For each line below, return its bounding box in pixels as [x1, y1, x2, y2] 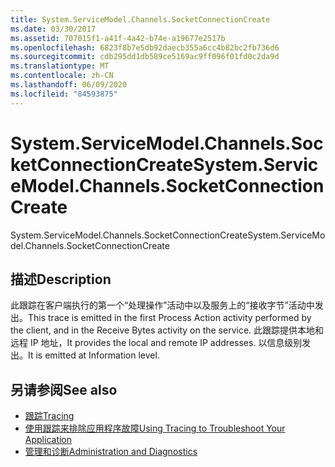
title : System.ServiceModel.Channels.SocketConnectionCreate [10, 14, 271, 25]
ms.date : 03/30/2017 [10, 24, 97, 34]
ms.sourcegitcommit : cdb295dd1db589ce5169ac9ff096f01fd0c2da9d [10, 52, 280, 62]
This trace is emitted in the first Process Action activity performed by [28, 312, 312, 324]
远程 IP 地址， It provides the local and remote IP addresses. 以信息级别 [10, 337, 303, 349]
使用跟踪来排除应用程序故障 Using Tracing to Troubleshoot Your [24, 422, 286, 435]
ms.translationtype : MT [10, 61, 110, 71]
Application [24, 434, 73, 446]
